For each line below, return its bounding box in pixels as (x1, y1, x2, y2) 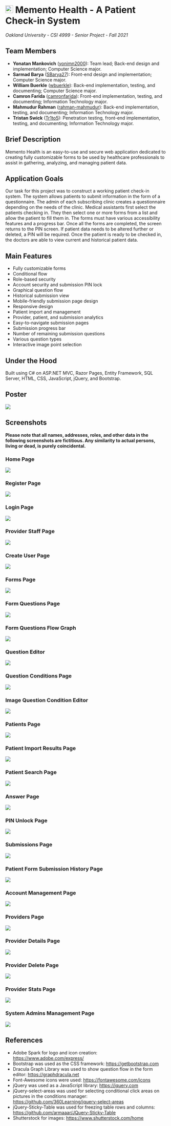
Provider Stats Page (5, 986, 56, 993)
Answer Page (5, 793, 39, 800)
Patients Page (5, 720, 41, 728)
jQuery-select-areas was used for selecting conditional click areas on (12, 1088, 160, 1094)
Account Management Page (5, 889, 76, 896)
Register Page (5, 479, 41, 486)
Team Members (5, 47, 56, 55)
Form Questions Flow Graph (5, 624, 76, 631)
